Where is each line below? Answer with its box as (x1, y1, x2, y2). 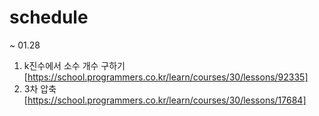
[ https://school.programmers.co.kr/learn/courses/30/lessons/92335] (23, 71, 309, 83)
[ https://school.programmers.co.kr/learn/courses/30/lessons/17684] (23, 94, 307, 106)
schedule (9, 6, 89, 29)
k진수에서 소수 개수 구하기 (23, 59, 126, 71)
